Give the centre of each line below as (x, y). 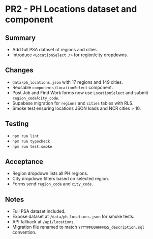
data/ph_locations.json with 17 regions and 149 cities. (67, 82)
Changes (19, 70)
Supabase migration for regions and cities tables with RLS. (73, 103)
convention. (24, 232)
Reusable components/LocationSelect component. (62, 87)
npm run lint (26, 136)
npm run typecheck (31, 141)
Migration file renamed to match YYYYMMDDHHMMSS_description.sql (78, 227)
